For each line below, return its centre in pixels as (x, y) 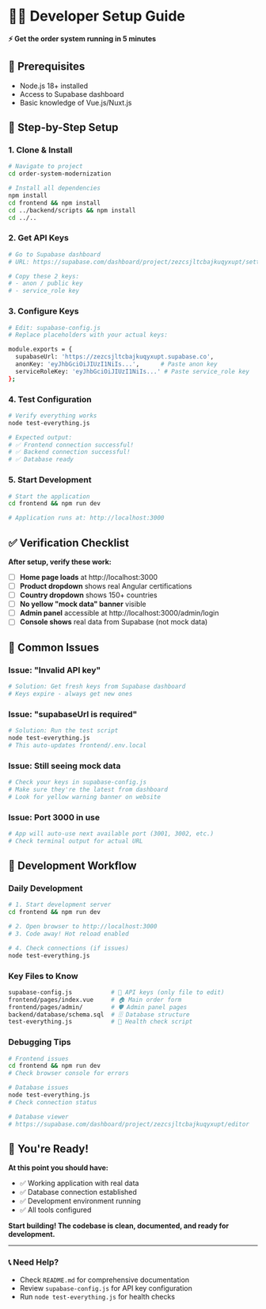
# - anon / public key (46, 284)
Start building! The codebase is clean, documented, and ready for (119, 1226)
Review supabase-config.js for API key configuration (106, 1288)
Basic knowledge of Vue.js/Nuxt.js (76, 102)
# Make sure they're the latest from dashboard (88, 789)
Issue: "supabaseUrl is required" (73, 714)
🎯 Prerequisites (47, 67)
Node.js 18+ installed (54, 86)
